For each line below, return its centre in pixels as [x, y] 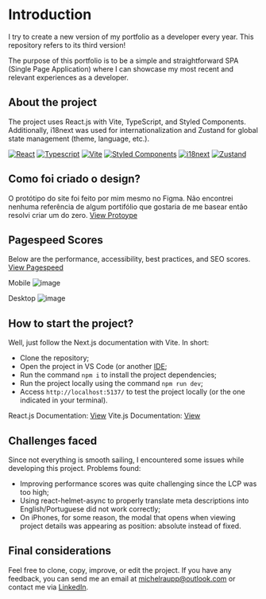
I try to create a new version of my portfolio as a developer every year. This [131, 37]
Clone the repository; [54, 358]
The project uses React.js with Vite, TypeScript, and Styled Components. [127, 122]
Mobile [19, 283]
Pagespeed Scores [56, 240]
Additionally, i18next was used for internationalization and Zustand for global [133, 130]
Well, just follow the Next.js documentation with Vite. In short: [109, 343]
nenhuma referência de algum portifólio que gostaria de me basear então [128, 206]
